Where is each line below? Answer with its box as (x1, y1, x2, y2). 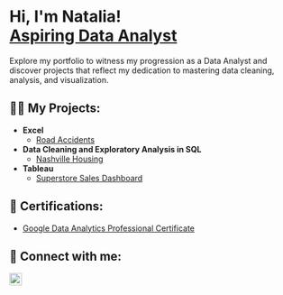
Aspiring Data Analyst (9, 25, 178, 46)
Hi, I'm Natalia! (9, 6, 122, 27)
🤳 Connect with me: (9, 248, 122, 263)
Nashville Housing (35, 153, 104, 164)
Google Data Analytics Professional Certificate (22, 223, 196, 234)
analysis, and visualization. (9, 74, 109, 85)
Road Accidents (35, 134, 96, 145)
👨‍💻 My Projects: (9, 101, 101, 116)
